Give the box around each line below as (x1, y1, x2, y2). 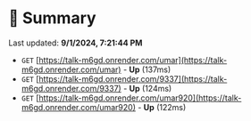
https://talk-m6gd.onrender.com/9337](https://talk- (38, 73, 228, 84)
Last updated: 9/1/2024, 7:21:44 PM (8, 37, 143, 48)
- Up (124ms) (122, 83, 172, 93)
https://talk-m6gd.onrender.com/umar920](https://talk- (38, 93, 242, 103)
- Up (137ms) (122, 64, 172, 75)
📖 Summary (8, 8, 96, 28)
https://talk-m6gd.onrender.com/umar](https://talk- (38, 54, 228, 65)
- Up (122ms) (137, 101, 187, 112)
